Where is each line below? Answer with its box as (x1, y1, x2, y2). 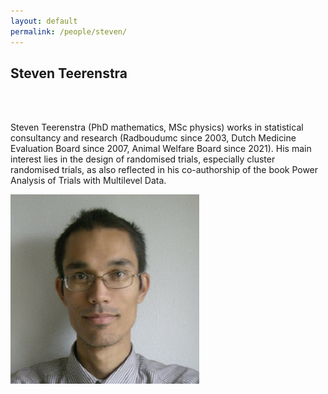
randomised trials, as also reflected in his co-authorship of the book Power (10, 164, 319, 176)
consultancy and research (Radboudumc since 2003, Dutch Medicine (10, 132, 297, 144)
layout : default (10, 16, 78, 26)
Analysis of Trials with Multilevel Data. (10, 175, 167, 187)
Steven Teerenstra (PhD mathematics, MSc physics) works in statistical (10, 121, 304, 134)
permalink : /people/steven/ (10, 26, 128, 37)
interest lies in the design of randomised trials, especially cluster (10, 153, 276, 165)
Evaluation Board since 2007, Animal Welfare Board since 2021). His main (10, 143, 312, 155)
